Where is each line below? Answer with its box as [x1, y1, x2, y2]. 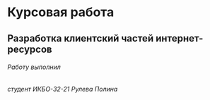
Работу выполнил [7, 63, 62, 71]
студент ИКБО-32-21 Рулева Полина [7, 85, 118, 93]
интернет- [155, 32, 204, 44]
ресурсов [7, 43, 52, 55]
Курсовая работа [7, 4, 115, 20]
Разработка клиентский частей [7, 32, 154, 44]
